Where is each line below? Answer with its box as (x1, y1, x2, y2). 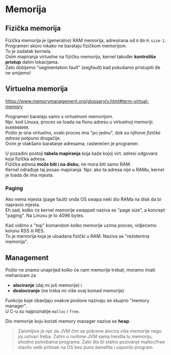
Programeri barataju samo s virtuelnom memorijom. (5, 113, 114, 119)
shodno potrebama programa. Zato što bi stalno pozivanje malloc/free (17, 339, 165, 345)
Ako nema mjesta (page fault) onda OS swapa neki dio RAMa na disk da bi (5, 196, 162, 202)
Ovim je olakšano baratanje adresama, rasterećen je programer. (5, 140, 139, 146)
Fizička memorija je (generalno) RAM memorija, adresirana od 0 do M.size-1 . (5, 37, 166, 43)
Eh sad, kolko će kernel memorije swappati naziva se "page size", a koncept (5, 207, 165, 213)
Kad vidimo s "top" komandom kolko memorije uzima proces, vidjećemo (5, 223, 157, 229)
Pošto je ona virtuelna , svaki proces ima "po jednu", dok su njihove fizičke (5, 129, 161, 135)
